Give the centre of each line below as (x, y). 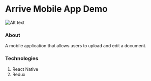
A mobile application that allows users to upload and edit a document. (76, 46)
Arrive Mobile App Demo (57, 9)
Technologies (22, 59)
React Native (25, 69)
